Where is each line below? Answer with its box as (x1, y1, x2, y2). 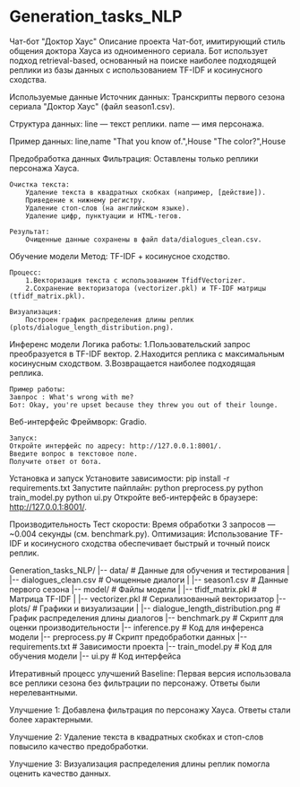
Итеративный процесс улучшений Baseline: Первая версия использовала (9, 668, 292, 678)
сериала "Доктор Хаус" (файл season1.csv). (9, 101, 176, 111)
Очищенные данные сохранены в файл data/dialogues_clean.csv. (25, 235, 262, 244)
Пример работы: (9, 384, 66, 394)
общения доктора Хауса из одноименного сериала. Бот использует (9, 45, 269, 56)
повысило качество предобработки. (9, 740, 150, 751)
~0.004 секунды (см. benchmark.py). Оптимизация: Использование (9, 528, 269, 539)
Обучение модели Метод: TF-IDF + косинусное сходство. (9, 250, 230, 261)
